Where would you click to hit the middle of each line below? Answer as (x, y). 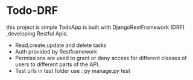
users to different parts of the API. (57, 64)
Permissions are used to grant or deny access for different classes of (101, 58)
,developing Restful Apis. (37, 33)
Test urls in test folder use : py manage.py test (73, 70)
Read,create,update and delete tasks (61, 45)
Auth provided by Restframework (56, 51)
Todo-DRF (32, 11)
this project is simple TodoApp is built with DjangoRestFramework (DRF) (96, 27)
